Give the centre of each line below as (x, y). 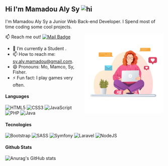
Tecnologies (18, 124)
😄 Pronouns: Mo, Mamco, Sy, (43, 66)
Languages (17, 97)
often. (19, 85)
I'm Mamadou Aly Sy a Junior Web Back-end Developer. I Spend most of (80, 21)
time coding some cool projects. (38, 27)
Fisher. (19, 72)
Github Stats (19, 147)
